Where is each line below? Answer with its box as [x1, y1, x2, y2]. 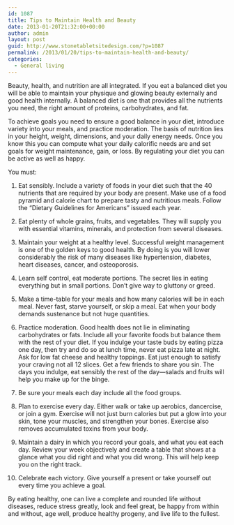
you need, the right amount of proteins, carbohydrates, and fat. [8, 103, 189, 112]
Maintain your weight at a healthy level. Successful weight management [17, 238, 225, 246]
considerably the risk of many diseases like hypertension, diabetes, [17, 253, 212, 261]
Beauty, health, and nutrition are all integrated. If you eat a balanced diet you [8, 81, 228, 89]
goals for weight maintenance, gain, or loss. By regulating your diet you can [8, 147, 225, 155]
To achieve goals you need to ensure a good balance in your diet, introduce [8, 117, 225, 126]
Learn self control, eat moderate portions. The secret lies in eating [17, 274, 208, 282]
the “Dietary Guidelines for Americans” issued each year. [17, 203, 182, 212]
